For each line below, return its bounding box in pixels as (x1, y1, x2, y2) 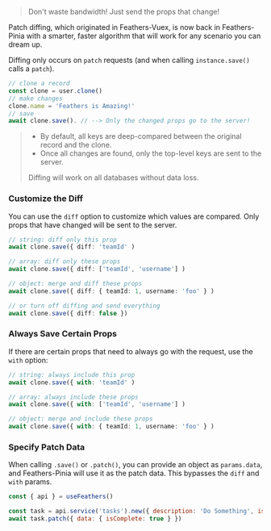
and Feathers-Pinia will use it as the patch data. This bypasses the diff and (8, 468, 260, 479)
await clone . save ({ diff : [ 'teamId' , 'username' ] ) (8, 265, 186, 274)
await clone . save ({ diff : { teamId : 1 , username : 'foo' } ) (8, 286, 215, 295)
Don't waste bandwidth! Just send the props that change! (27, 7, 220, 16)
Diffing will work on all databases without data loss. (27, 173, 199, 182)
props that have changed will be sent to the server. (8, 220, 177, 229)
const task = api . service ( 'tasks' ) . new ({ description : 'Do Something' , (8, 508, 254, 516)
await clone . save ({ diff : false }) (8, 309, 128, 317)
